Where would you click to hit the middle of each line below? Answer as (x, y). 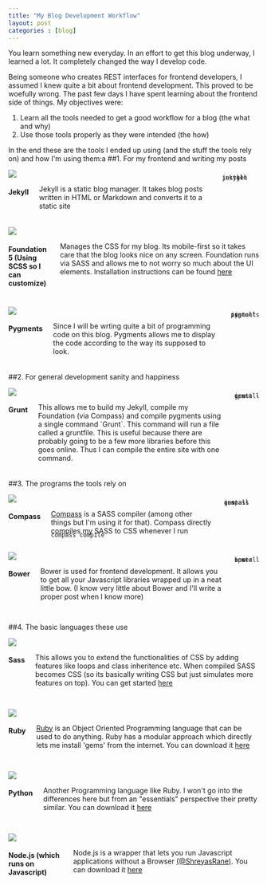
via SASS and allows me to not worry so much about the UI (156, 263)
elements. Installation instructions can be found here (146, 272)
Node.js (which (34, 855)
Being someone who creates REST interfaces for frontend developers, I (125, 77)
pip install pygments (245, 315)
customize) (27, 283)
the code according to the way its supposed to (129, 343)
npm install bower (247, 560)
